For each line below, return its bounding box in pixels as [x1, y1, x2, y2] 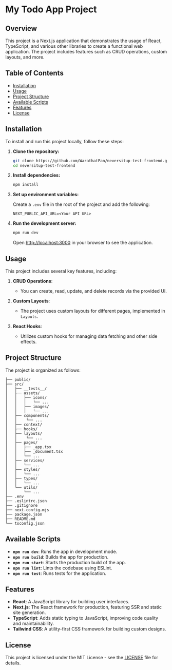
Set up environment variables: [12, 192, 79, 198]
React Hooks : [12, 323, 42, 329]
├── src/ [5, 381, 24, 387]
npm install [12, 182, 39, 187]
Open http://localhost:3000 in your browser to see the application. [12, 240, 153, 246]
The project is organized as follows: [5, 367, 81, 373]
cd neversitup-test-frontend [12, 163, 75, 168]
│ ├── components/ [5, 413, 50, 418]
